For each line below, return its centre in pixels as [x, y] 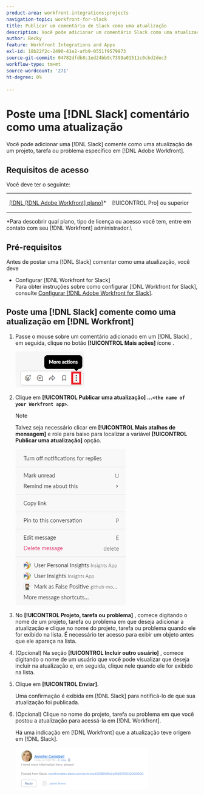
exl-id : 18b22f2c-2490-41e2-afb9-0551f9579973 [66, 52]
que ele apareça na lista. [46, 641]
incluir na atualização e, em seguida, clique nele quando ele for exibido [104, 666]
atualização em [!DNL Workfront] [70, 322]
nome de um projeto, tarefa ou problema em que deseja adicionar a [99, 621]
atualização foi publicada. [47, 702]
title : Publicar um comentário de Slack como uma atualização [87, 26]
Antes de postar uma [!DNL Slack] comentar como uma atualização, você [98, 262]
